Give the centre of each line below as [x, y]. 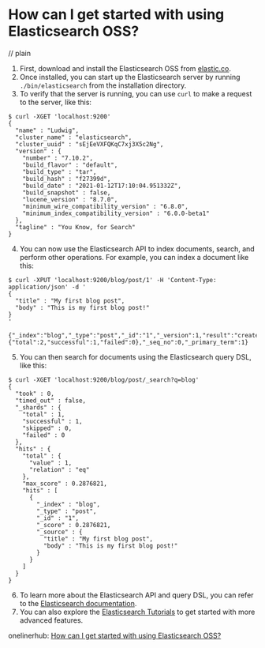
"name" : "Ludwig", [47, 130]
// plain [20, 53]
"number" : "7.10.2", [58, 158]
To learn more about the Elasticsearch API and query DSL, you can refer [136, 595]
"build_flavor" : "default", [70, 165]
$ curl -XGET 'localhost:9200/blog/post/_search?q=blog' [104, 380]
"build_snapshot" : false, [67, 192]
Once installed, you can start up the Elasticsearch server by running [130, 77]
